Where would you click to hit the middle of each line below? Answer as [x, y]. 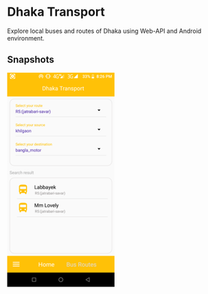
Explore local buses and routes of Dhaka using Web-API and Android [104, 31]
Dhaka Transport [56, 12]
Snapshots [31, 60]
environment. [26, 38]
